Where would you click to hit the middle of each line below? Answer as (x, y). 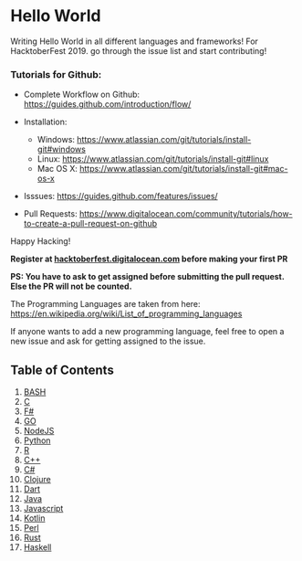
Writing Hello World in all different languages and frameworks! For (135, 41)
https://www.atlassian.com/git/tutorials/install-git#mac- (184, 169)
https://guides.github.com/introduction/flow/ (107, 104)
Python (37, 440)
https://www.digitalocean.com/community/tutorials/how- (186, 214)
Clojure (37, 480)
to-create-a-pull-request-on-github (90, 224)
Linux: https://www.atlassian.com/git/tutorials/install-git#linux (153, 159)
